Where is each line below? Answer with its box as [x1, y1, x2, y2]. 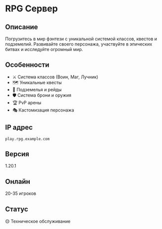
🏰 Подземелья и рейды [12, 86, 62, 92]
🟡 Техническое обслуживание [5, 219, 71, 225]
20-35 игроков [5, 190, 36, 196]
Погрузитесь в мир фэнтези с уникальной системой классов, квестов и [5, 36, 158, 42]
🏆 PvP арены [12, 100, 42, 106]
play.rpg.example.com [5, 136, 50, 141]
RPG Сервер [5, 3, 58, 14]
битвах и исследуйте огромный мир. [5, 47, 83, 52]
